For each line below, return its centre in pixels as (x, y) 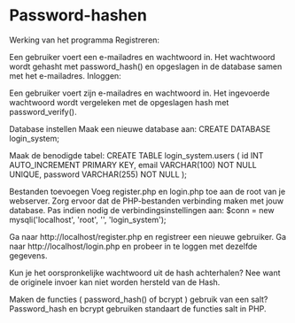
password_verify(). (43, 112)
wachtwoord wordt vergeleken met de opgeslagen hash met (119, 102)
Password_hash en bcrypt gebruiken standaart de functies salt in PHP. (138, 308)
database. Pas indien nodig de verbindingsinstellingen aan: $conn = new (142, 210)
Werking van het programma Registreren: (85, 40)
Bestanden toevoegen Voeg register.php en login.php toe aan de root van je (147, 191)
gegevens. (28, 255)
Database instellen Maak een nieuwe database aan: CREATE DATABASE (140, 128)
